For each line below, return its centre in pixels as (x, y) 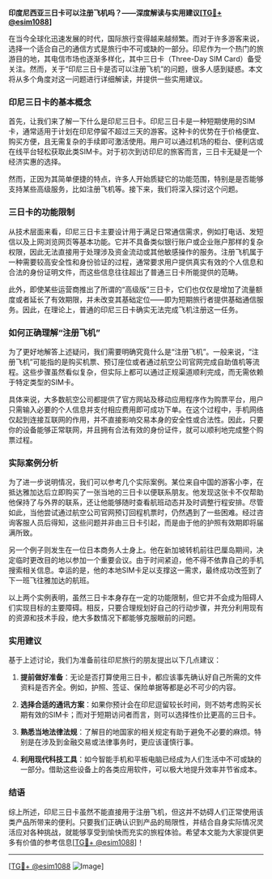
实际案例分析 (34, 463)
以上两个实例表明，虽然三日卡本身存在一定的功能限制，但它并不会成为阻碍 (132, 598)
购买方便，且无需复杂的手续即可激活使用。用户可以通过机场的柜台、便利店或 (136, 142)
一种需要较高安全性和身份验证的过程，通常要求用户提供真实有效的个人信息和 (136, 262)
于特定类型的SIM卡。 (43, 382)
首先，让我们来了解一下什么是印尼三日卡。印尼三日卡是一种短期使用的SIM (132, 122)
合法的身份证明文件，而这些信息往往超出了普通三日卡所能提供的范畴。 (125, 272)
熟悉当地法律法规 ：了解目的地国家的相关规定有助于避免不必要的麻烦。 (137, 732)
